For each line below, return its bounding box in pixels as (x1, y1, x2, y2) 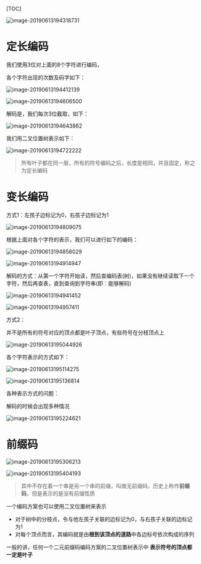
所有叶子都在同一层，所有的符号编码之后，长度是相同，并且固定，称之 (20, 159, 196, 166)
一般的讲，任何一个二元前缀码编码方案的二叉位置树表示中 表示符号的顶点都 (6, 543, 193, 551)
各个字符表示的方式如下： (6, 353, 70, 360)
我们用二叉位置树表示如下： (6, 134, 75, 141)
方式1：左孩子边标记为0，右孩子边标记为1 (6, 211, 110, 218)
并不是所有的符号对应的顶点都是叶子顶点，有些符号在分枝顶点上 (6, 329, 164, 336)
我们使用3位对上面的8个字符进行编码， (6, 60, 103, 68)
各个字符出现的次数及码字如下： (6, 74, 85, 81)
